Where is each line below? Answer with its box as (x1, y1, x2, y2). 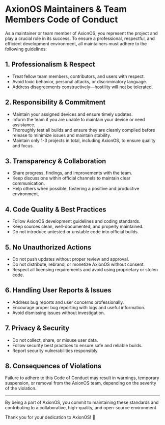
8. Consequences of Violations (5, 362, 102, 370)
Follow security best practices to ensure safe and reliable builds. (12, 342, 143, 348)
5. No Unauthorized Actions (5, 243, 92, 251)
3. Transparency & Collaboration (5, 157, 107, 165)
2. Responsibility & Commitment (5, 98, 106, 106)
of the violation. (5, 386, 37, 391)
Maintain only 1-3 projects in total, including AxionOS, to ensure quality (12, 137, 156, 143)
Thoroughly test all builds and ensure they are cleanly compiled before (12, 127, 156, 133)
